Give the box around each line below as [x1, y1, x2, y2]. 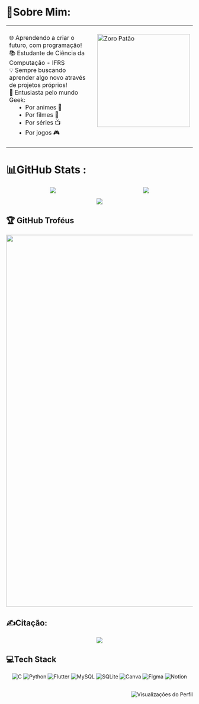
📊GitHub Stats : [6, 163, 87, 177]
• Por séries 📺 [18, 118, 61, 127]
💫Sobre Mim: [6, 5, 71, 19]
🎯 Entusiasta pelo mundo [9, 88, 79, 96]
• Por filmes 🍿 [18, 110, 59, 118]
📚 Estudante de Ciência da [9, 49, 85, 57]
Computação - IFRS [9, 58, 65, 67]
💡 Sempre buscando [9, 65, 66, 74]
